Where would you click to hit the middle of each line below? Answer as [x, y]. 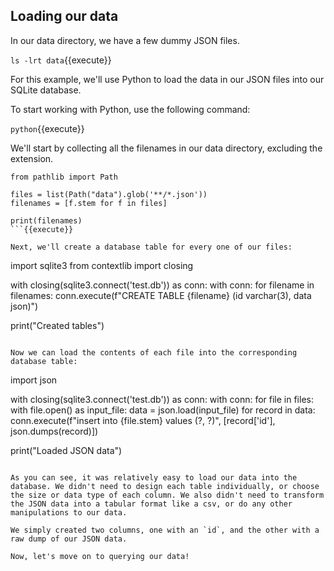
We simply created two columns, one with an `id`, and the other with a [165, 530]
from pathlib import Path [64, 177]
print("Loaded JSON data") [66, 450]
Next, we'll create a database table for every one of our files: [151, 247]
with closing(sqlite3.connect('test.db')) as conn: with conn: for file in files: [162, 399]
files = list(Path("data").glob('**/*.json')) [109, 194]
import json [34, 380]
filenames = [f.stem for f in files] [89, 203]
